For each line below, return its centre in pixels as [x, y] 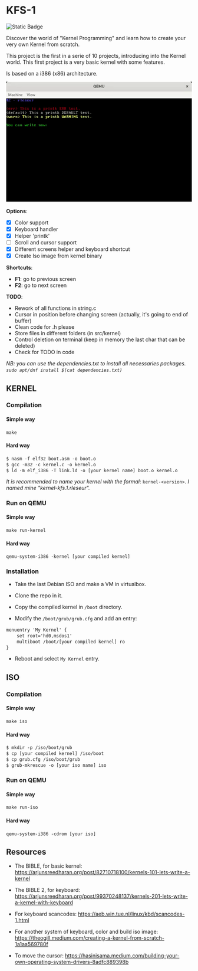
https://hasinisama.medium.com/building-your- [122, 956]
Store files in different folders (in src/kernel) [68, 334]
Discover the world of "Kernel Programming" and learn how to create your [96, 38]
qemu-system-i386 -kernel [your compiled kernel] [68, 557]
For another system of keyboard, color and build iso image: [86, 932]
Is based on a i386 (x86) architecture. [52, 73]
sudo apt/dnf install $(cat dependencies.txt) [64, 370]
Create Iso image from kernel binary [58, 256]
